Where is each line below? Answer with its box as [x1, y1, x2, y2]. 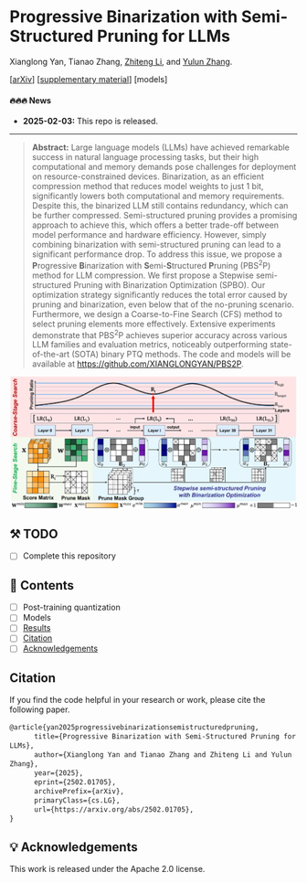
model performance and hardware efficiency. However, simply [31, 229, 267, 240]
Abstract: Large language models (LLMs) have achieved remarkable [31, 142, 291, 153]
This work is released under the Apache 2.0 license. [9, 864, 206, 875]
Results [22, 622, 51, 633]
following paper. [9, 704, 70, 715]
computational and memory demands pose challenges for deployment [31, 162, 297, 173]
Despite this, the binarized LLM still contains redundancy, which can [31, 200, 289, 211]
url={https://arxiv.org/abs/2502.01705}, [33, 805, 195, 814]
